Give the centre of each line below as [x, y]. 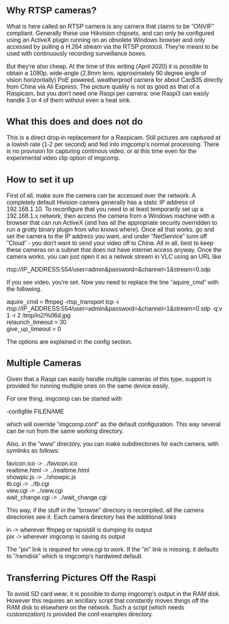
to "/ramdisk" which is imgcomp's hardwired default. [75, 556]
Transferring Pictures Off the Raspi [81, 578]
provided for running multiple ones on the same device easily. [88, 386]
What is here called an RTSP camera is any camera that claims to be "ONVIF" [111, 26]
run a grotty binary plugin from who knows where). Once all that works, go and [111, 229]
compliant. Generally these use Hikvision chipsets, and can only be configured [111, 33]
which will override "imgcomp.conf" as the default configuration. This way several [114, 424]
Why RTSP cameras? [52, 10]
